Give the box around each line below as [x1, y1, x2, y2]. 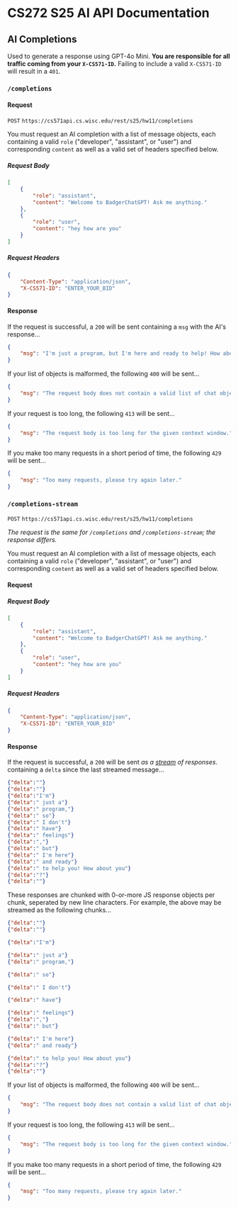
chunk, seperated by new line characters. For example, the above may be [7, 898, 222, 907]
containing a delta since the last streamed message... [7, 765, 164, 774]
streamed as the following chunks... [7, 905, 111, 915]
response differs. [7, 536, 57, 544]
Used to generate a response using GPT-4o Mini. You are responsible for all [7, 52, 230, 60]
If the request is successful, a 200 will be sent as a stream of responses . [7, 758, 218, 767]
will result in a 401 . [7, 67, 61, 75]
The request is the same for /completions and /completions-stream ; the [7, 528, 216, 536]
